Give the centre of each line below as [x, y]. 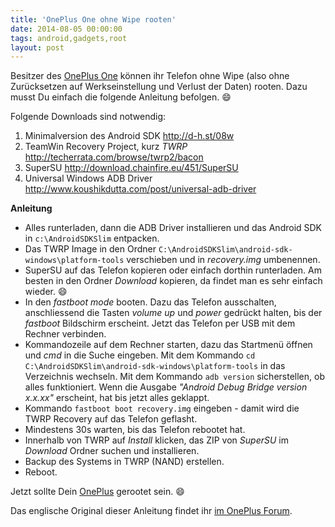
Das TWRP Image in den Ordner [90, 249]
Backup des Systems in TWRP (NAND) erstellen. [124, 462]
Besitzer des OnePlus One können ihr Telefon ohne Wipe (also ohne [150, 76]
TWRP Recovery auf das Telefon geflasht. [111, 419]
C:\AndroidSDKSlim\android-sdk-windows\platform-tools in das [155, 366]
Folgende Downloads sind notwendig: [88, 117]
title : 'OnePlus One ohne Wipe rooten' [93, 19]
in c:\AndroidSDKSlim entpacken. [92, 238]
